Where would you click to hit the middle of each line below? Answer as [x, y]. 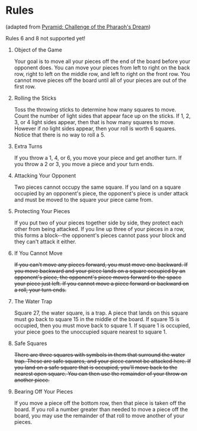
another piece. [32, 380]
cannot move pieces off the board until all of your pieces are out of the [100, 80]
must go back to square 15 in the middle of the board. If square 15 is [97, 319]
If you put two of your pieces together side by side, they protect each [99, 223]
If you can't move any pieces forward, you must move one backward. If [101, 264]
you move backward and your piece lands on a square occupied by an [100, 271]
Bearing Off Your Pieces [43, 391]
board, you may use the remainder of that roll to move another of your [99, 416]
